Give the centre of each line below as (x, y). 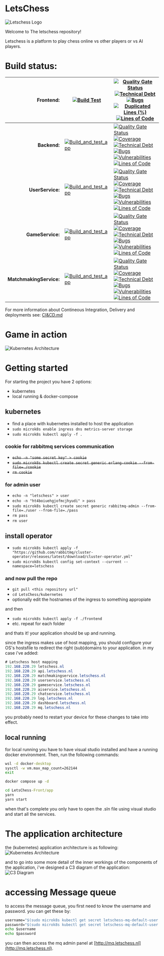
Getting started (37, 368)
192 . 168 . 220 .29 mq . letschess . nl (38, 708)
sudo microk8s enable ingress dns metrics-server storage (72, 429)
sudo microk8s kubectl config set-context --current (67, 562)
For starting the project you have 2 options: (48, 381)
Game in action (36, 335)
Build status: (31, 66)
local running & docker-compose (45, 396)
